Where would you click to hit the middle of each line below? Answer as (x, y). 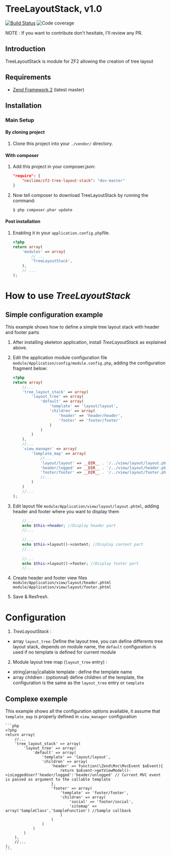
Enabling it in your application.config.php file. (61, 233)
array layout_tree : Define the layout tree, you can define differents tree (88, 641)
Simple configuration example (54, 315)
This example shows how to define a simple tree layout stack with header (82, 326)
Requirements (28, 77)
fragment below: (30, 368)
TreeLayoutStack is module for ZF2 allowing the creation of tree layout (79, 61)
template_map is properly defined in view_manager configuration (71, 717)
